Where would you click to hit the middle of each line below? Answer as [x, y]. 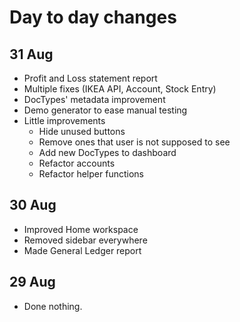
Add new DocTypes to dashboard [107, 152]
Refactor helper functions [91, 174]
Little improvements [64, 120]
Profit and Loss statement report [90, 78]
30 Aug [33, 205]
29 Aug [32, 282]
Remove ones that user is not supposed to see [134, 142]
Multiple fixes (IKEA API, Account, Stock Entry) [120, 89]
